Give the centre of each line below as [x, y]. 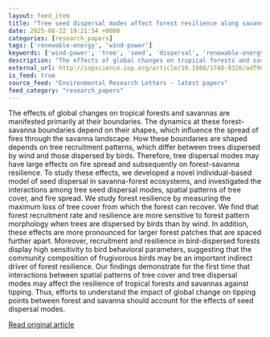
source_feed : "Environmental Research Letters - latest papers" [118, 83]
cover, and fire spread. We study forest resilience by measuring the [120, 198]
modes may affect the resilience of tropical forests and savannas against [129, 284]
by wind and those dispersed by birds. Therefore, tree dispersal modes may [134, 156]
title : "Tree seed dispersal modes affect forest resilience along [124, 23]
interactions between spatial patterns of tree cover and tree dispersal [123, 275]
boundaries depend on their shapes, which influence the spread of [148, 130]
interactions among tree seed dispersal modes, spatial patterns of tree [125, 190]
